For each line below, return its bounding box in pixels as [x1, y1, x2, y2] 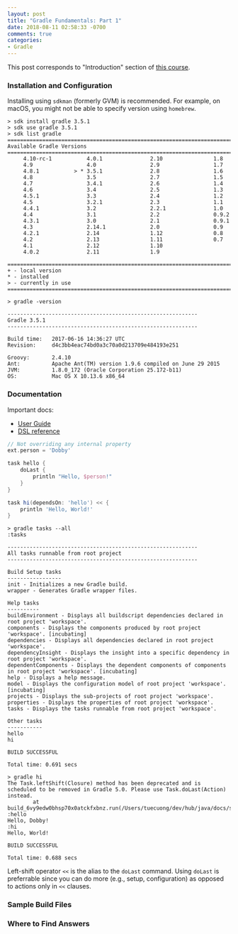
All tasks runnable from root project [7, 550, 122, 558]
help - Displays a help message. [7, 674, 106, 682]
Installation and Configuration [7, 80, 113, 90]
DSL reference [17, 427, 60, 435]
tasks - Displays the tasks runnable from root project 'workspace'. [7, 705, 217, 712]
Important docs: [7, 406, 55, 414]
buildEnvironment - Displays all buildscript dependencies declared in [7, 612, 223, 619]
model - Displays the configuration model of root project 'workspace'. [7, 680, 227, 688]
